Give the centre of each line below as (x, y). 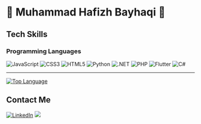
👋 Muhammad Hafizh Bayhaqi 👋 (86, 12)
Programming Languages (44, 51)
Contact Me (28, 100)
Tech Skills (27, 34)
